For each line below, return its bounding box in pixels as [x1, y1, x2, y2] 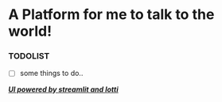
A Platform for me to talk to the [8, 6, 215, 24]
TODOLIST [8, 51, 50, 62]
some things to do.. [19, 69, 84, 78]
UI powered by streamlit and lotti [8, 85, 119, 94]
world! [8, 22, 53, 40]
